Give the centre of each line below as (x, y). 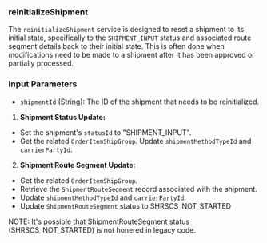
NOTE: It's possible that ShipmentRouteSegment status (99, 221)
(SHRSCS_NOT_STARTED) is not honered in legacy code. (102, 229)
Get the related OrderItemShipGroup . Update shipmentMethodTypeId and (135, 141)
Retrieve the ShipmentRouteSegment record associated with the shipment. (138, 189)
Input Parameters (43, 84)
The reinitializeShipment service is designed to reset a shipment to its (126, 30)
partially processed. (41, 63)
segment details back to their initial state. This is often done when (117, 46)
